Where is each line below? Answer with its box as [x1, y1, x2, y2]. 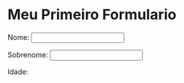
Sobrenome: [7, 49, 49, 59]
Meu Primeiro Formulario [7, 6, 177, 24]
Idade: [7, 66, 29, 77]
